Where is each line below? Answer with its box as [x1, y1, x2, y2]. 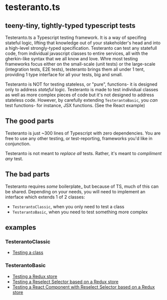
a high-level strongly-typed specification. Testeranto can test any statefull [5, 45, 157, 51]
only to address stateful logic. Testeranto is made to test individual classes [5, 87, 159, 92]
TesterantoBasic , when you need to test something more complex [12, 209, 148, 215]
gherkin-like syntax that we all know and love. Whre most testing [5, 56, 138, 61]
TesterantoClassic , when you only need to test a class [12, 203, 125, 209]
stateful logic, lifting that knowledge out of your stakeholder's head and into [5, 40, 161, 46]
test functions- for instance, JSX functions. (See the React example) [5, 103, 146, 108]
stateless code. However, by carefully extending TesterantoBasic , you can [5, 97, 158, 103]
